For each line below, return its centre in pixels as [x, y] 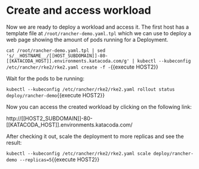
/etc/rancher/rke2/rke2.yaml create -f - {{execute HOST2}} [82, 67]
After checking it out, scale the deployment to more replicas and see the [95, 136]
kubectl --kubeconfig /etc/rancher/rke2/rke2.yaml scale [79, 153]
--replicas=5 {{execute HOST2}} [59, 159]
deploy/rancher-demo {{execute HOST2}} [56, 95]
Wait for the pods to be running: [45, 78]
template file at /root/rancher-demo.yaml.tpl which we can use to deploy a [99, 33]
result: [14, 142]
